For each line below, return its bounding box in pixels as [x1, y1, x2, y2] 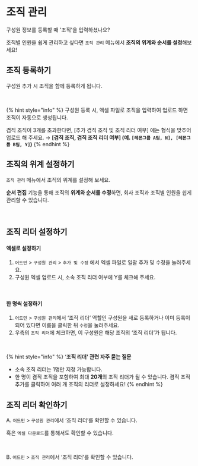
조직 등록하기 [6, 65, 52, 75]
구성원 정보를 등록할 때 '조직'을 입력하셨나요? [6, 26, 110, 33]
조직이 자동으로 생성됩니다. [6, 114, 68, 121]
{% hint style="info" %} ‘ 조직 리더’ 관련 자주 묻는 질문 [6, 353, 132, 360]
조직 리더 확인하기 [6, 399, 68, 410]
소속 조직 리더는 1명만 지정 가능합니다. [14, 366, 103, 373]
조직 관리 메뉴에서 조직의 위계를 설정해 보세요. [6, 176, 111, 183]
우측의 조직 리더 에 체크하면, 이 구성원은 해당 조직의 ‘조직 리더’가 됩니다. [14, 329, 177, 336]
